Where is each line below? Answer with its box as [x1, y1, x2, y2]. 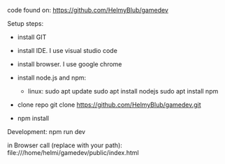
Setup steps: [7, 20, 44, 27]
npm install [17, 114, 50, 122]
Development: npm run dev [7, 128, 86, 135]
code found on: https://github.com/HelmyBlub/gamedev [7, 6, 169, 14]
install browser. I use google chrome [17, 60, 122, 68]
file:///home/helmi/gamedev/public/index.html [7, 149, 139, 156]
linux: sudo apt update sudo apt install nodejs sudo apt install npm [27, 87, 219, 95]
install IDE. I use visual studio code [17, 47, 117, 54]
